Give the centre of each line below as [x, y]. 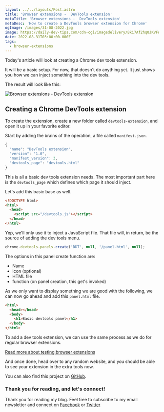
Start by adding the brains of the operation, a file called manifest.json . [76, 136]
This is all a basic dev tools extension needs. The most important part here [80, 177]
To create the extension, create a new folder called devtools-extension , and [81, 121]
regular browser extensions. [33, 343]
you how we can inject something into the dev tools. [57, 75]
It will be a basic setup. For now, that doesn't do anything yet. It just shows [80, 70]
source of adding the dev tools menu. [43, 238]
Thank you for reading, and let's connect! [55, 389]
